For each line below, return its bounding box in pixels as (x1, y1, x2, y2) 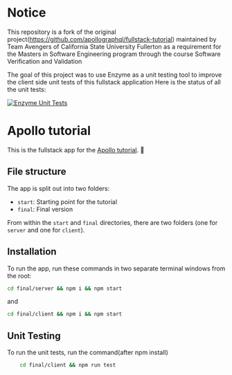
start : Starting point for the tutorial (17, 197, 118, 205)
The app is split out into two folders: (7, 184, 110, 192)
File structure (7, 166, 66, 178)
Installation (7, 246, 57, 257)
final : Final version (17, 205, 73, 213)
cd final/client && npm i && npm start (7, 311, 123, 318)
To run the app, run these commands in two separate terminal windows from (7, 264, 226, 273)
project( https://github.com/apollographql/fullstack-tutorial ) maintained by (7, 35, 217, 43)
